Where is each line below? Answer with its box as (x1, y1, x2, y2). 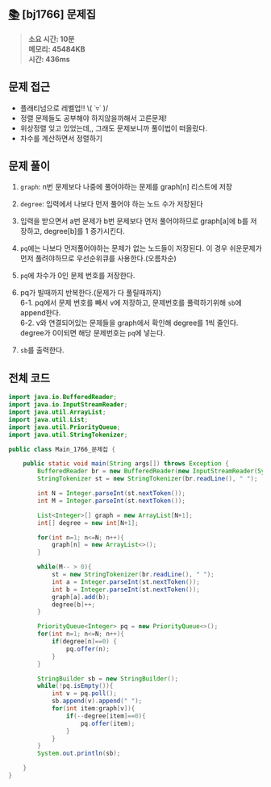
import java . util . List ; (8, 415, 89, 423)
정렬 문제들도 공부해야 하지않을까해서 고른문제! (19, 113, 168, 123)
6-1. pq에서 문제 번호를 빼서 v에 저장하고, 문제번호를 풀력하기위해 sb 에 (19, 298, 242, 308)
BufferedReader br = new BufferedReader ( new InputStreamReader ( (37, 467, 258, 476)
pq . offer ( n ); (65, 644, 110, 653)
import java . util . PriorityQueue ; (8, 423, 121, 431)
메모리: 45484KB (27, 44, 85, 54)
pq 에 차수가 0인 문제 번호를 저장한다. (19, 271, 135, 281)
